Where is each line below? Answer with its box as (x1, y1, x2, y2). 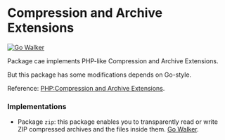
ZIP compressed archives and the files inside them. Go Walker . (17, 125, 199, 134)
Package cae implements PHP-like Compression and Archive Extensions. (7, 56, 219, 65)
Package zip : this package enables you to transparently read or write (17, 117, 218, 126)
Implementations (7, 101, 67, 111)
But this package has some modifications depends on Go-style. (7, 70, 192, 79)
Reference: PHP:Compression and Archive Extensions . (7, 84, 165, 92)
